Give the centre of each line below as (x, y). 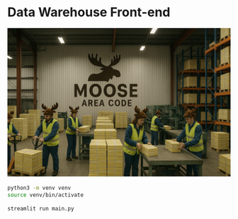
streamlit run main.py (41, 209)
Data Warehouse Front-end (89, 12)
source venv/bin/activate (45, 195)
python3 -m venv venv (39, 188)
